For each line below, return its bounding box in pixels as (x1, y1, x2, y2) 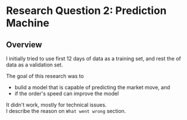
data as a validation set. (6, 61, 63, 68)
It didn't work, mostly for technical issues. (6, 101, 107, 108)
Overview (6, 40, 43, 50)
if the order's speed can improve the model (14, 90, 119, 97)
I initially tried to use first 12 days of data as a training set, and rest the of (6, 55, 181, 62)
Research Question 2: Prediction (6, 4, 167, 17)
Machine (6, 16, 50, 30)
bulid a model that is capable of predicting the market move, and (14, 84, 171, 91)
